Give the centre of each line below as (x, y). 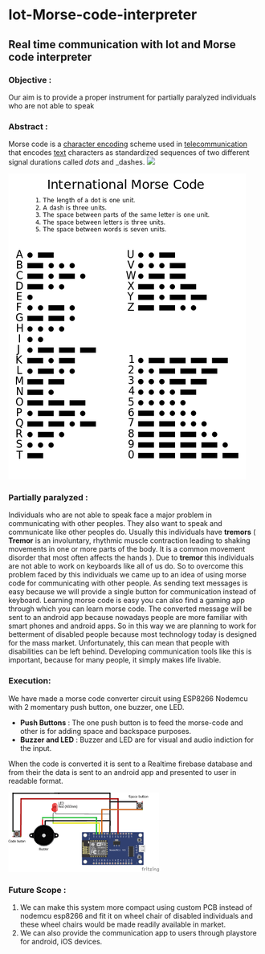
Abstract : (28, 126)
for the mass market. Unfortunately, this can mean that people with (119, 643)
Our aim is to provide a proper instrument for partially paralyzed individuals (132, 97)
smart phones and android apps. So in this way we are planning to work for (132, 626)
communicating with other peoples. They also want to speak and (115, 524)
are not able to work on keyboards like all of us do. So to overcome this (126, 566)
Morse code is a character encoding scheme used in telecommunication (128, 144)
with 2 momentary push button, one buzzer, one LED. (96, 707)
